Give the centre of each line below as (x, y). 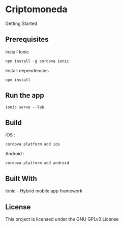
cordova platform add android (37, 163)
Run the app (25, 95)
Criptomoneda (36, 9)
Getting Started (21, 23)
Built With (21, 178)
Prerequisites (27, 39)
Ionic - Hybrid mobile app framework (44, 191)
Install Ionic (17, 51)
